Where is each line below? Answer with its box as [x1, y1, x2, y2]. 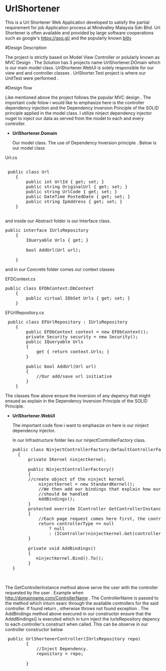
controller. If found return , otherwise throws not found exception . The [5, 605, 149, 611]
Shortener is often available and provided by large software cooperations [5, 30, 154, 36]
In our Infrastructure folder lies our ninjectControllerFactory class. [12, 437, 146, 443]
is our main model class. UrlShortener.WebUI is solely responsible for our [5, 65, 154, 71]
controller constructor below [5, 626, 63, 632]
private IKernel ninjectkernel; [28, 457, 107, 462]
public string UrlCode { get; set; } [26, 189, 118, 194]
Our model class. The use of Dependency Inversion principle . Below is [12, 139, 157, 146]
